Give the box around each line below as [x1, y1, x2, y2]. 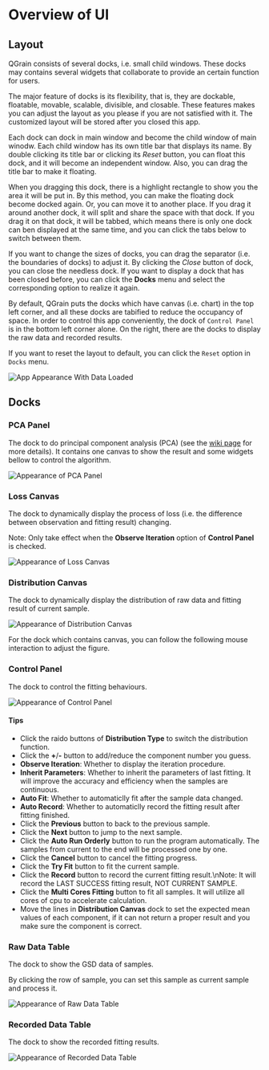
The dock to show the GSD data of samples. [8, 959, 154, 969]
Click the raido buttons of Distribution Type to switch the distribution [19, 733, 248, 743]
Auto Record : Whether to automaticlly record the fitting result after [19, 801, 240, 812]
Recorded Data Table [8, 1019, 91, 1030]
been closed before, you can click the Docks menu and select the [8, 275, 226, 284]
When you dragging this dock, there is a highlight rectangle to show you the [8, 182, 259, 192]
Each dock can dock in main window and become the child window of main [8, 132, 257, 142]
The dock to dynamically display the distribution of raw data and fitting [8, 596, 242, 605]
